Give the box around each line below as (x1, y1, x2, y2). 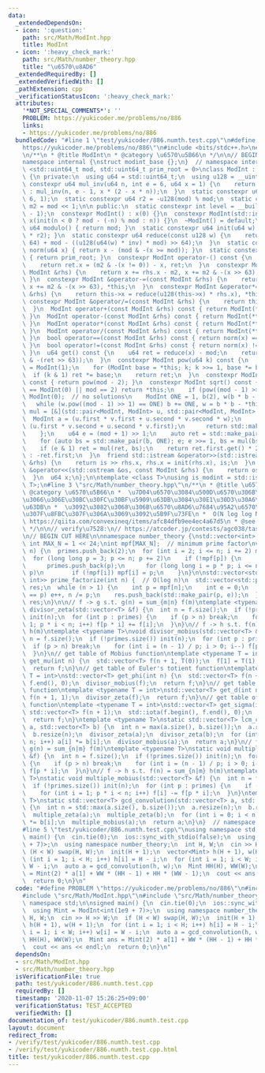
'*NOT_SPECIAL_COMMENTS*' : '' (22, 107, 122, 115)
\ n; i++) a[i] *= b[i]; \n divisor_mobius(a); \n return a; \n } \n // (22, 738, 252, 746)
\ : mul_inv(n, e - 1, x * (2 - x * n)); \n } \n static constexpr (22, 187, 248, 196)
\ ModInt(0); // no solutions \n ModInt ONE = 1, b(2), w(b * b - (22, 393, 256, 401)
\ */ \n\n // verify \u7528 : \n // (22, 525, 122, 533)
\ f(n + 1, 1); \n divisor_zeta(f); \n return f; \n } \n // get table (22, 694, 248, 702)
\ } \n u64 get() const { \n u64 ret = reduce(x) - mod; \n (22, 349, 227, 357)
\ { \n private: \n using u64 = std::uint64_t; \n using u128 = (22, 173, 235, 181)
